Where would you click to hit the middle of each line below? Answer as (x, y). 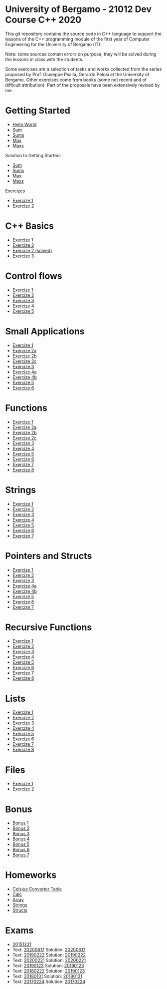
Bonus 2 (21, 828)
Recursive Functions (49, 627)
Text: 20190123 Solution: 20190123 (48, 966)
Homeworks (31, 875)
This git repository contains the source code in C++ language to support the (83, 34)
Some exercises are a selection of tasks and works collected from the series (83, 69)
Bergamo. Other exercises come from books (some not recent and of (76, 80)
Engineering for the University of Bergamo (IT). (53, 44)
